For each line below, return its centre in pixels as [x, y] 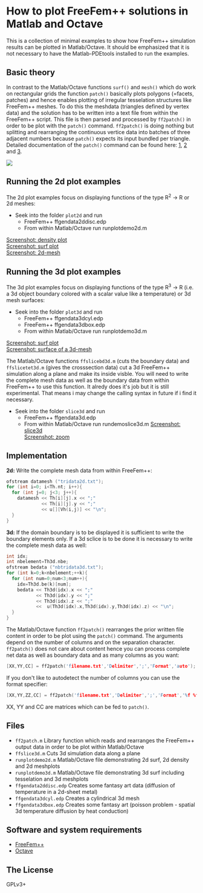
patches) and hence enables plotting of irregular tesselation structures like [99, 100]
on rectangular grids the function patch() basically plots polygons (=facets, [100, 93]
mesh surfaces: [26, 300]
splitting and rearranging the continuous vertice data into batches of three [98, 132]
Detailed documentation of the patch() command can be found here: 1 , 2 [97, 145]
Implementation [37, 456]
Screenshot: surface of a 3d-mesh [49, 349]
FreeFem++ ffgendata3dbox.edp [65, 324]
